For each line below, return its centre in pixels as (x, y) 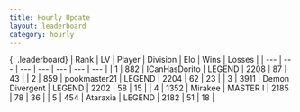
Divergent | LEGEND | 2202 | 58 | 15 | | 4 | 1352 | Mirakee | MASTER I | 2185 (150, 88)
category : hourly (42, 34)
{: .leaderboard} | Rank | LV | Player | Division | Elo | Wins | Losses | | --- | (145, 60)
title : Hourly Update (50, 17)
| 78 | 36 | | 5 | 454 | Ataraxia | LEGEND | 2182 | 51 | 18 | (112, 98)
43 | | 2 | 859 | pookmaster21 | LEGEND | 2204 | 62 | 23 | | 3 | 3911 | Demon (150, 79)
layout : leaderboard (48, 26)
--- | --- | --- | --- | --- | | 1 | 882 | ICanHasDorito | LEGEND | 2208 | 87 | (153, 69)
